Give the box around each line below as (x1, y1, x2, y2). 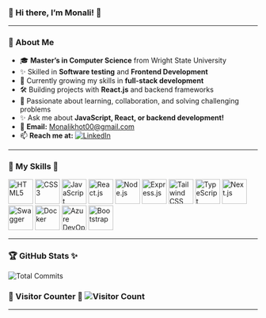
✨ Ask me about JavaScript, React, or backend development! (19, 112, 224, 122)
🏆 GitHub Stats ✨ (8, 250, 78, 261)
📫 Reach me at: (19, 131, 74, 140)
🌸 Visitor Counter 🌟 (8, 291, 83, 302)
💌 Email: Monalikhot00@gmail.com (19, 122, 135, 131)
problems (19, 104, 51, 114)
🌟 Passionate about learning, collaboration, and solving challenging (19, 96, 239, 105)
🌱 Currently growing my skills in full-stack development (19, 75, 204, 85)
